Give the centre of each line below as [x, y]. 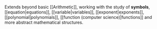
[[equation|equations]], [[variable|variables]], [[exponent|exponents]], [74, 12]
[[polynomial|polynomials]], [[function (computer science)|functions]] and [78, 17]
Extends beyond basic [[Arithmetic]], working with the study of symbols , [77, 7]
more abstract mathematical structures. [44, 22]
